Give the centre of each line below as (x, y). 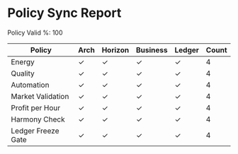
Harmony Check (38, 119)
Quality (23, 73)
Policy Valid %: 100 (35, 32)
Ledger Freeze (35, 131)
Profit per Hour (36, 107)
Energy (23, 61)
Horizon (115, 49)
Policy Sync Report (64, 13)
